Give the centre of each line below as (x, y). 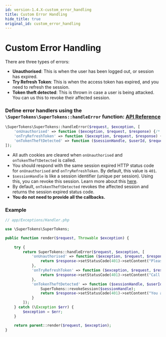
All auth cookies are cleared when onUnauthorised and (67, 155)
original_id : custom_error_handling (43, 24)
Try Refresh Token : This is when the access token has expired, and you (85, 82)
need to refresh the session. (41, 87)
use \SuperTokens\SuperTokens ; (37, 229)
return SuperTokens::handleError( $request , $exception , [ (84, 252)
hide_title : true (23, 19)
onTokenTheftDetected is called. (44, 160)
